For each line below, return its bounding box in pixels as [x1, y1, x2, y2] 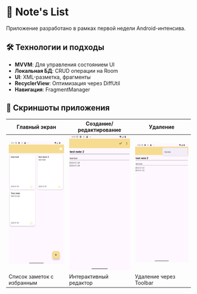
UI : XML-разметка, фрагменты [14, 73, 91, 80]
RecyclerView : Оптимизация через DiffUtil [14, 79, 120, 87]
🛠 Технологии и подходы [6, 42, 104, 52]
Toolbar [134, 279, 154, 286]
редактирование [77, 126, 121, 134]
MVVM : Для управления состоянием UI [14, 61, 115, 68]
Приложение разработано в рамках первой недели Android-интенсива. [6, 25, 186, 32]
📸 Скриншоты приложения [6, 103, 110, 113]
